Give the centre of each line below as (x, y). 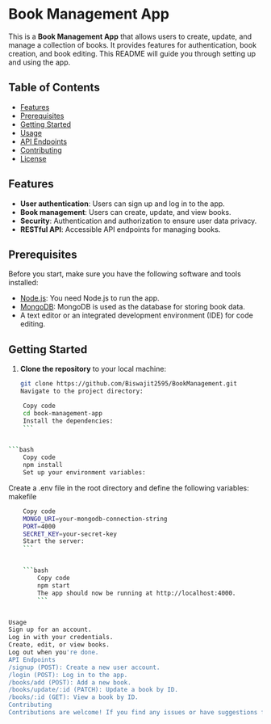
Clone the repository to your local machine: (93, 369)
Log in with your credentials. (61, 638)
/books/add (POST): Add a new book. (70, 682)
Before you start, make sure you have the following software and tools (125, 274)
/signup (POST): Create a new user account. (84, 667)
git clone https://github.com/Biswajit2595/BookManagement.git (129, 384)
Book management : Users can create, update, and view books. (125, 212)
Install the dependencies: (68, 421)
